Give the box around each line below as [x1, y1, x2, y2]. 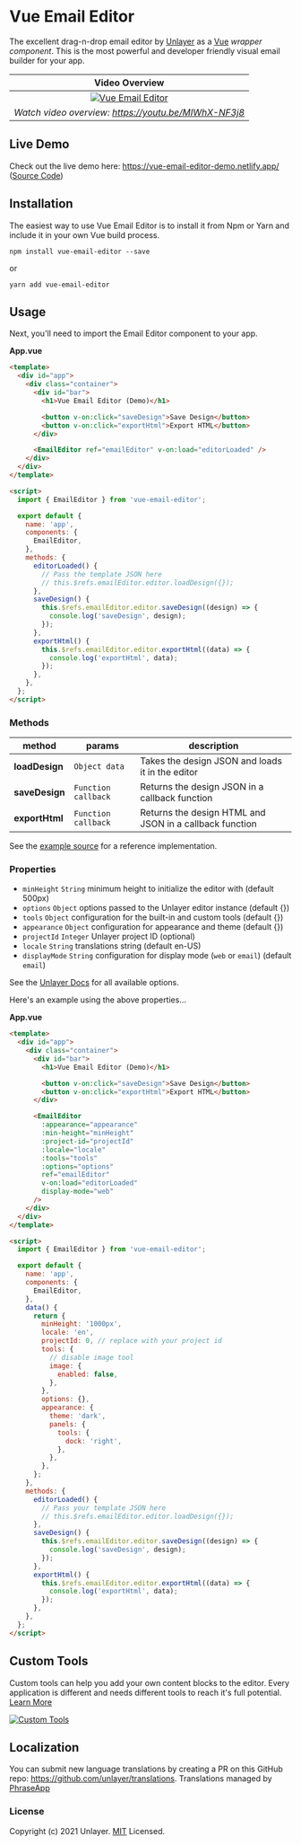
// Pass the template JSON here [41, 569, 163, 578]
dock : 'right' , [65, 1436, 123, 1445]
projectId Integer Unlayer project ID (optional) [21, 931, 195, 942]
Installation [9, 196, 73, 212]
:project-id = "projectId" [41, 1136, 134, 1146]
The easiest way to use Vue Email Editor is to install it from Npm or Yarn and [9, 220, 289, 231]
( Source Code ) [9, 170, 64, 181]
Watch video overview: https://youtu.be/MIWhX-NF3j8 [13, 106, 245, 119]
